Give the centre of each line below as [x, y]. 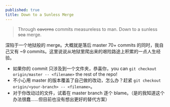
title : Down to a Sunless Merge [39, 15]
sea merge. [30, 34]
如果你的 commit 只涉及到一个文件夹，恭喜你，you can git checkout [84, 68]
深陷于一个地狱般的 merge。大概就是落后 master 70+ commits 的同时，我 [82, 45]
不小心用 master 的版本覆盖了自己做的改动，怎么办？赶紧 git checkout [87, 80]
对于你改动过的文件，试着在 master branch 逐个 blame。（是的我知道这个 [89, 93]
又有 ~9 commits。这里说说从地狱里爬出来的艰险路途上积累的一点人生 [83, 51]
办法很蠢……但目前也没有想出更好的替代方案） [61, 99]
